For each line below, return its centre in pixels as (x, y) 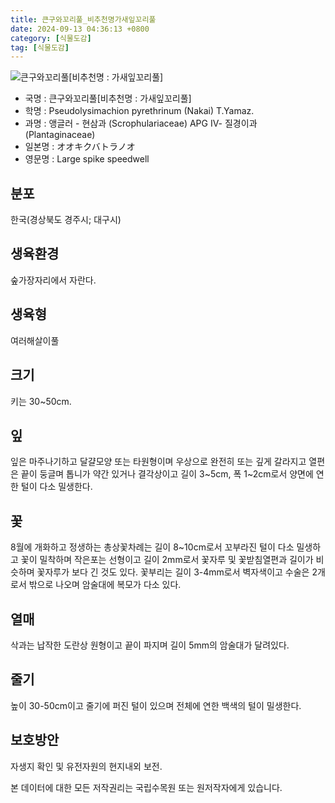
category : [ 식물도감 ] (51, 38)
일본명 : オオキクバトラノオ (80, 147)
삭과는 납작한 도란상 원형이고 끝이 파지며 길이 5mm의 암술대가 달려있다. (150, 645)
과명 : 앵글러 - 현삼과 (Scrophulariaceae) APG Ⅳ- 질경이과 (141, 123)
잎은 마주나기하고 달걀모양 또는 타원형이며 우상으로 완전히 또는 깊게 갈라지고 (158, 462)
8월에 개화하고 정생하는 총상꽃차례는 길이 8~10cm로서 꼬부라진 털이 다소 (152, 547)
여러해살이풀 (35, 340)
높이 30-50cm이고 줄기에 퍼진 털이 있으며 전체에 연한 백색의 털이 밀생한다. (156, 705)
